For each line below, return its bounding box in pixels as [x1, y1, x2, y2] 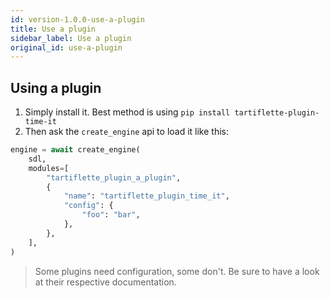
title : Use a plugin [10, 24, 97, 34]
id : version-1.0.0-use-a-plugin [10, 14, 145, 25]
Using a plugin [10, 79, 102, 96]
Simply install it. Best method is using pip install [24, 106, 231, 118]
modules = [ [28, 163, 70, 173]
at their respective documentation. [34, 276, 177, 288]
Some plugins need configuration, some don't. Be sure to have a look [34, 265, 320, 277]
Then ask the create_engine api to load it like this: [24, 126, 230, 138]
